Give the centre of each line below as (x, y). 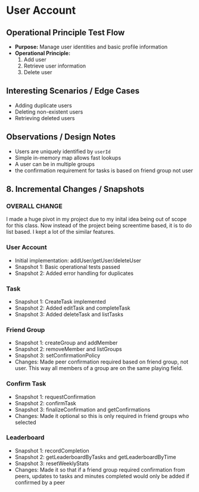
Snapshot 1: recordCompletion (52, 450)
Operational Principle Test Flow (66, 33)
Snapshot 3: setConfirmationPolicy (57, 356)
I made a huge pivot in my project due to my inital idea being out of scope (97, 219)
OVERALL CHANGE (34, 206)
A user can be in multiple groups (55, 164)
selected (26, 422)
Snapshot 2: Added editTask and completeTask (73, 308)
